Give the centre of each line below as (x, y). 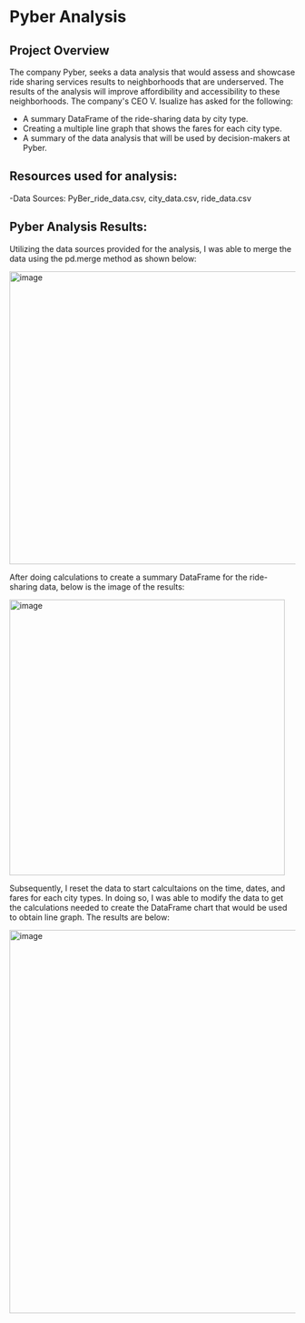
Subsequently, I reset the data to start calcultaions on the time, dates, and (148, 888)
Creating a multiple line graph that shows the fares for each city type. (152, 128)
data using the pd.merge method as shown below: (103, 258)
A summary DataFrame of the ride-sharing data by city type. (135, 119)
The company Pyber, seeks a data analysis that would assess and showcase (152, 72)
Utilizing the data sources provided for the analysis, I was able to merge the (151, 248)
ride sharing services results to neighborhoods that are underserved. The (147, 82)
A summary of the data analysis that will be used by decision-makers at (156, 138)
